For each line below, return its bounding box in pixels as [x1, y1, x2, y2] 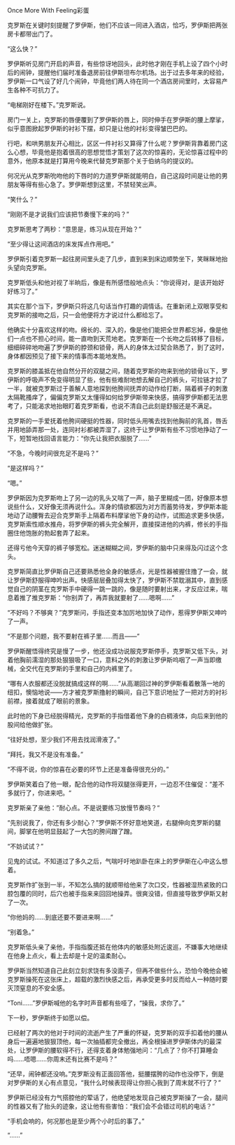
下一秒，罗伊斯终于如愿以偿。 [7, 1014, 93, 1022]
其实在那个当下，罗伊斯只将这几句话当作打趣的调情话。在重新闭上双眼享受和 [7, 302, 228, 310]
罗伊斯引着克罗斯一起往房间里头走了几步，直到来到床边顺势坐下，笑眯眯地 [7, 255, 222, 263]
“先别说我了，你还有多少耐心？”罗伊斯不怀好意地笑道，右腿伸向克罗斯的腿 [7, 819, 222, 826]
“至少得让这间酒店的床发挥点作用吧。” [7, 240, 114, 248]
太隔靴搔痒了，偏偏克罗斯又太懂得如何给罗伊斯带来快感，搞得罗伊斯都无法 [7, 393, 222, 401]
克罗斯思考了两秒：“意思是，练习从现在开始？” [7, 225, 142, 233]
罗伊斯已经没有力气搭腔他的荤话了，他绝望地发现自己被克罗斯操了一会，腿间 [7, 1093, 228, 1102]
